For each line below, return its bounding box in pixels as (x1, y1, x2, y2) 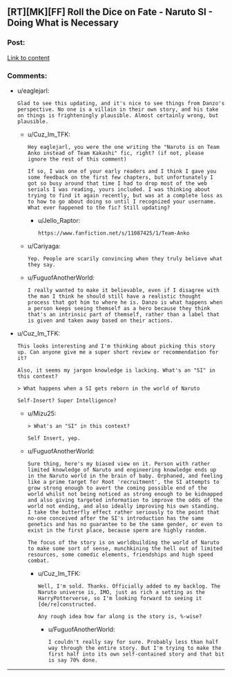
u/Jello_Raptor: (37, 216, 81, 224)
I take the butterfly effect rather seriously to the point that (27, 509, 220, 516)
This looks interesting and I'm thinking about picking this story (17, 343, 215, 350)
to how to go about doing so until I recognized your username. (27, 198, 217, 205)
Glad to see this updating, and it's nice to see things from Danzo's (17, 100, 225, 107)
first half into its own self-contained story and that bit (48, 651, 225, 658)
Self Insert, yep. (27, 435, 81, 442)
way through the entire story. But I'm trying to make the (48, 644, 222, 651)
